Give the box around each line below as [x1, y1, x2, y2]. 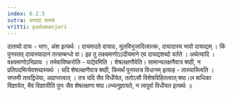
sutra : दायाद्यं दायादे [7, 17, 55, 24]
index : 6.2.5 [7, 10, 45, 17]
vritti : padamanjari [7, 23, 68, 30]
